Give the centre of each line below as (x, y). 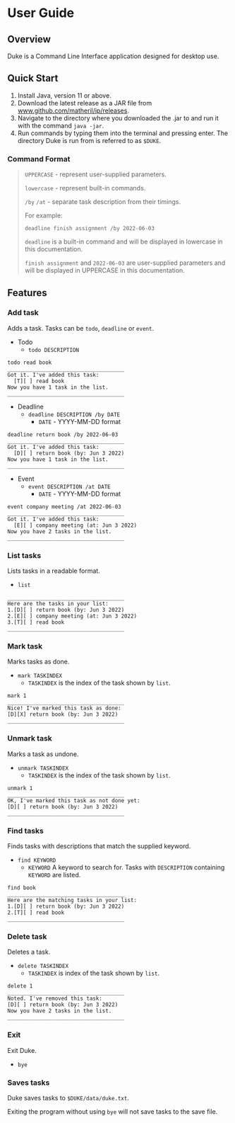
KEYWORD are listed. (54, 874)
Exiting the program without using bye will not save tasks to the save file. (113, 1111)
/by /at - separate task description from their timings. (103, 202)
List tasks (24, 555)
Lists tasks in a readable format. (54, 571)
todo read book (30, 363)
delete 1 (20, 986)
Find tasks (25, 831)
